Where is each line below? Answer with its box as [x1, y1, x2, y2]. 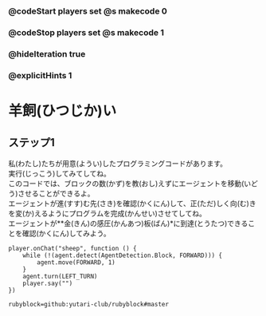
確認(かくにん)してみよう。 [22, 228, 111, 238]
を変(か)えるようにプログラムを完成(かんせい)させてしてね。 [8, 208, 207, 218]
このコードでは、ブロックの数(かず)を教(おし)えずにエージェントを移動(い [8, 178, 252, 188]
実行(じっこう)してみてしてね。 [8, 168, 111, 178]
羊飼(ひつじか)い [8, 101, 117, 120]
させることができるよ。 [18, 188, 95, 198]
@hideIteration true [8, 48, 86, 59]
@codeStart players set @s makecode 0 [8, 6, 167, 17]
